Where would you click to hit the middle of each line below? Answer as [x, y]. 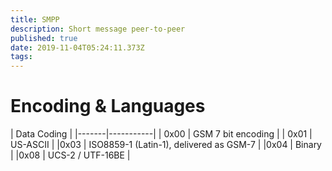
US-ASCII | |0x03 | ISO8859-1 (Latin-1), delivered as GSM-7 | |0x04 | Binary [166, 145]
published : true [44, 38]
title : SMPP [35, 19]
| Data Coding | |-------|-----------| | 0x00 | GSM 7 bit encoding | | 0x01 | [161, 134]
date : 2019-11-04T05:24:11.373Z [77, 47]
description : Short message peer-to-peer [98, 29]
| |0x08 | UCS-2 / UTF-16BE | [70, 155]
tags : [21, 57]
